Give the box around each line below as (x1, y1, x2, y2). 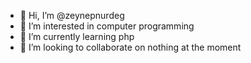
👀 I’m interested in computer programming (19, 20, 195, 32)
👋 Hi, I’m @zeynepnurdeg (19, 10, 125, 21)
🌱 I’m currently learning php (19, 31, 135, 42)
